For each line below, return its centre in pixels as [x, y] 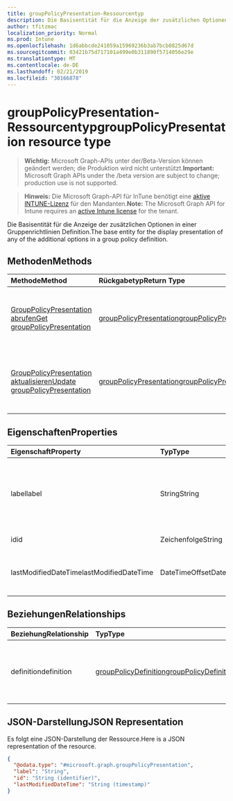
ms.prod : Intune [31, 39]
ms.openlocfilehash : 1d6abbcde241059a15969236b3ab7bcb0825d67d [101, 46]
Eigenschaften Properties [62, 432]
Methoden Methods [50, 261]
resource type [70, 142]
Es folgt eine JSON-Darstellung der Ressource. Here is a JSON [96, 739]
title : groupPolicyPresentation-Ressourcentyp [76, 14]
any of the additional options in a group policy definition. [88, 239]
